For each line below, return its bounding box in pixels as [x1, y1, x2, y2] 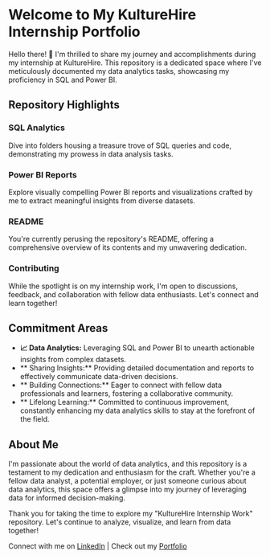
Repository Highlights [8, 98, 121, 112]
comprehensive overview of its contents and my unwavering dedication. [8, 243, 247, 252]
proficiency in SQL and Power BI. [8, 75, 118, 84]
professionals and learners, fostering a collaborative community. [19, 389, 234, 398]
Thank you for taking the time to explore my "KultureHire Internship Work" [8, 508, 253, 519]
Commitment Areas [8, 321, 108, 335]
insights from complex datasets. [19, 355, 127, 365]
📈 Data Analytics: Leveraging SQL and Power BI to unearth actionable [19, 343, 255, 353]
